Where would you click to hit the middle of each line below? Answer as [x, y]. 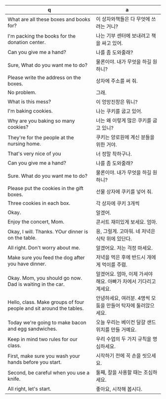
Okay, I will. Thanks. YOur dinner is [48, 231]
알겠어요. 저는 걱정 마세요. [124, 248]
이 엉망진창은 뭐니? [117, 102]
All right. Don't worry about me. [44, 248]
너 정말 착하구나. [114, 154]
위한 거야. [106, 145]
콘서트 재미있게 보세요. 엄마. [127, 222]
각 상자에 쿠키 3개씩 [118, 203]
